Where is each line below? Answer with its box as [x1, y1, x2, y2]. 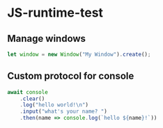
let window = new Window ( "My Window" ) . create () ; [7, 51, 151, 58]
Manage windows [7, 33, 86, 45]
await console [7, 88, 49, 95]
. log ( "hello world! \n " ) [20, 102, 89, 109]
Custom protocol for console [7, 70, 134, 82]
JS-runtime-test [7, 5, 103, 21]
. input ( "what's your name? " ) [20, 108, 108, 115]
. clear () [20, 95, 45, 102]
